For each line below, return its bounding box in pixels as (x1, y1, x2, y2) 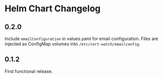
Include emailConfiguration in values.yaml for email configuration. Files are (4, 36, 159, 41)
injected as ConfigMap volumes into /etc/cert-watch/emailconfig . (4, 41, 141, 47)
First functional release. (4, 68, 53, 74)
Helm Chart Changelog (4, 3, 101, 14)
